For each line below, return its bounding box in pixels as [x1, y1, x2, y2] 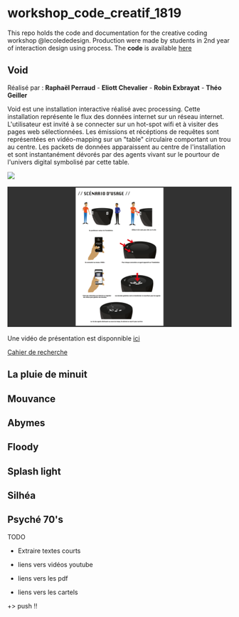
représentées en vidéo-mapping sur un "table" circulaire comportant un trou [7, 135, 231, 143]
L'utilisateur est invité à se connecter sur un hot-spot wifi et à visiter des [7, 120, 219, 128]
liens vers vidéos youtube [17, 560, 94, 569]
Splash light [7, 465, 62, 477]
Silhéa [7, 489, 36, 502]
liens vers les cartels [17, 588, 78, 596]
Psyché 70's [7, 514, 64, 526]
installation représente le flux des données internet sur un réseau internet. [7, 112, 225, 120]
